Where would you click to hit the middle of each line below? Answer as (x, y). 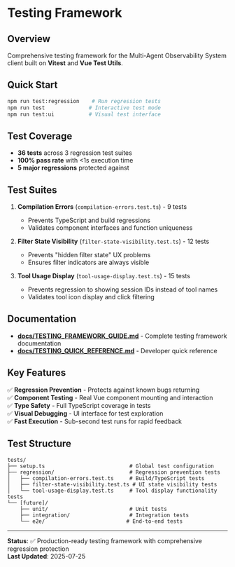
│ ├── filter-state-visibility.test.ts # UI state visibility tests (112, 484)
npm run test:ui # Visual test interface (84, 114)
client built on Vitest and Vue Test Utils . (65, 63)
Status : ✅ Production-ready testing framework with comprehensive (105, 540)
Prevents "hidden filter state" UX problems (89, 255)
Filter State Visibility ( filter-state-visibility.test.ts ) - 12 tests (113, 241)
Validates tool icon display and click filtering (91, 297)
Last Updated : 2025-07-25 (47, 556)
